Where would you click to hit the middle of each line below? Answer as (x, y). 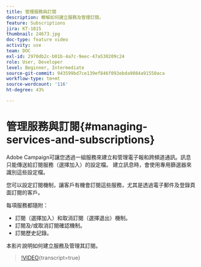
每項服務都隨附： (27, 205)
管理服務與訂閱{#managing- (77, 127)
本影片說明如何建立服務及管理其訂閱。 (53, 245)
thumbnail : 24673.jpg (33, 34)
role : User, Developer (34, 62)
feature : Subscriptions (36, 23)
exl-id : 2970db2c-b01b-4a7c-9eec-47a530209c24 (65, 56)
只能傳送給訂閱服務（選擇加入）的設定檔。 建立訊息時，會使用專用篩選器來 (99, 164)
